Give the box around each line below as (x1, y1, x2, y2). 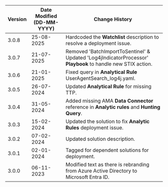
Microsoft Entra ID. (65, 173, 109, 180)
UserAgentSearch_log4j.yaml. (65, 75, 136, 81)
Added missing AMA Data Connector (65, 97, 153, 104)
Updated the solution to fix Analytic (65, 118, 150, 124)
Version (7, 16, 27, 22)
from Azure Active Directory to (65, 167, 137, 174)
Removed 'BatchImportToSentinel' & (65, 48, 150, 54)
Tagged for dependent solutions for (65, 147, 149, 153)
